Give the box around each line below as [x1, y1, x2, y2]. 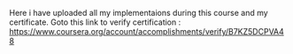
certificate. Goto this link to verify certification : [9, 17, 181, 27]
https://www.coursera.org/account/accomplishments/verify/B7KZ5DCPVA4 [9, 27, 285, 36]
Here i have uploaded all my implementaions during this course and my [9, 8, 268, 18]
